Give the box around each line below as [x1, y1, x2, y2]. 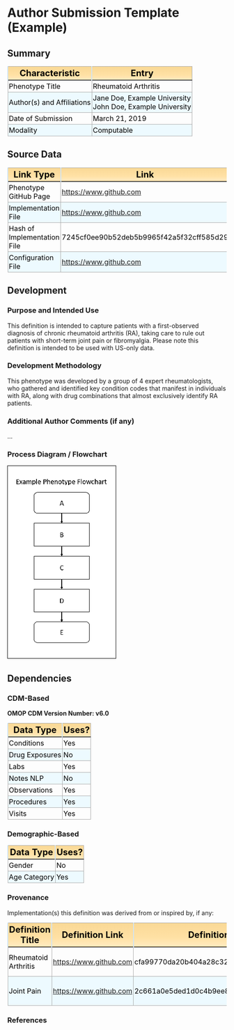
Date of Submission [8, 113, 73, 123]
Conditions [8, 738, 45, 748]
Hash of [8, 223, 35, 233]
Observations [8, 785, 54, 795]
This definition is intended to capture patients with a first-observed [7, 322, 199, 330]
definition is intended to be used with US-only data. [7, 343, 155, 352]
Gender [8, 861, 33, 871]
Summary [7, 47, 51, 59]
